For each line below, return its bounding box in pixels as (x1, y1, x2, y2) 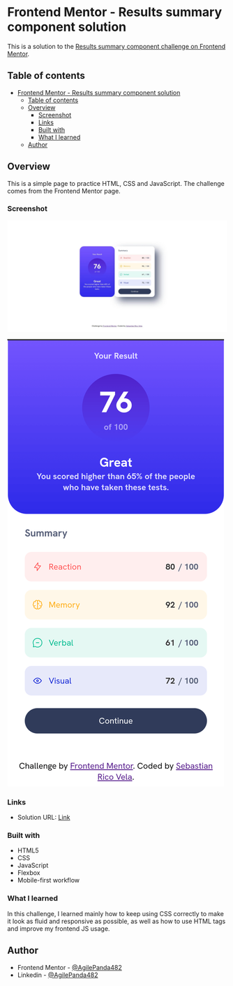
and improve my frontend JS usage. (7, 924, 110, 933)
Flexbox (17, 869, 40, 877)
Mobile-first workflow (17, 876, 80, 885)
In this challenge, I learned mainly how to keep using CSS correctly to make (7, 909, 225, 918)
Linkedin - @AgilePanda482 (17, 971, 98, 979)
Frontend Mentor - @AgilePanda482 (17, 963, 122, 971)
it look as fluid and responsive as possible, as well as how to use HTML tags (7, 917, 226, 925)
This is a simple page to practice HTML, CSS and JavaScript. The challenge (7, 179, 225, 187)
